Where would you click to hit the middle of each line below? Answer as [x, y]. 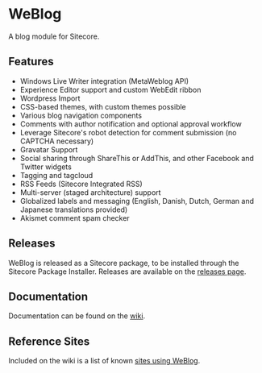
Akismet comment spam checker [75, 218]
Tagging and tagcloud [56, 175]
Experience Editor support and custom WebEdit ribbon [110, 89]
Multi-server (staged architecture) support [90, 192]
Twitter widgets [46, 167]
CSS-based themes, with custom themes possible [103, 106]
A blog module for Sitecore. [54, 36]
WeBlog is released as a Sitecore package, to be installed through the [124, 263]
